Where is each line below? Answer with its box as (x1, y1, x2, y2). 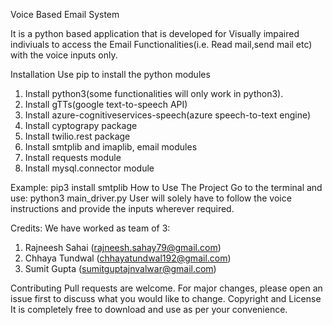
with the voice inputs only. (10, 49, 118, 61)
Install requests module (24, 152, 122, 163)
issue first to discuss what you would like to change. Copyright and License (10, 293, 322, 304)
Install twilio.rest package (24, 130, 131, 142)
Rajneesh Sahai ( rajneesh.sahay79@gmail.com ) (24, 242, 222, 253)
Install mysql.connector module (24, 162, 155, 174)
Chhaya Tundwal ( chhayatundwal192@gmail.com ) (24, 252, 232, 264)
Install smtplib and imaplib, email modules (24, 141, 198, 153)
